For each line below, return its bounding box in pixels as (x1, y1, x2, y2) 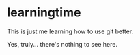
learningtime (7, 5, 81, 20)
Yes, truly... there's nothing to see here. (7, 40, 118, 48)
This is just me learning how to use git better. (7, 27, 134, 35)
